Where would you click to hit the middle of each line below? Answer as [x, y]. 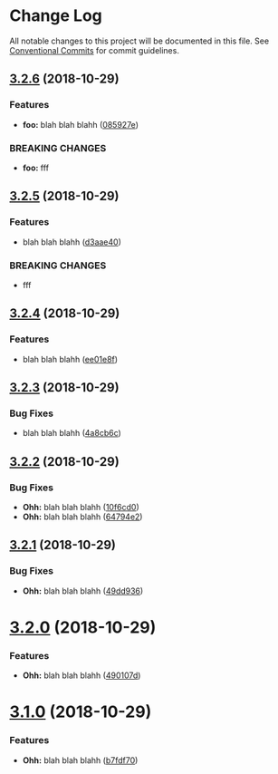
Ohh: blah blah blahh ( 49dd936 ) [83, 591]
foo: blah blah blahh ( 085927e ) [80, 124]
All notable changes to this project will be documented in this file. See [139, 41]
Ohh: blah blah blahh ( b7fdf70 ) [80, 760]
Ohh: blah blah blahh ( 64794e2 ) [82, 517]
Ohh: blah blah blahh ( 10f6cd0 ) [81, 507]
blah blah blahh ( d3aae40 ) [72, 242]
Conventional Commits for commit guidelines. [94, 50]
